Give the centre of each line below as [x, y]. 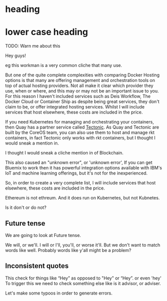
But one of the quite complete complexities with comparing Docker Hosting [82, 75]
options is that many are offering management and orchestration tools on [80, 80]
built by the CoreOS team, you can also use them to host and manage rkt [80, 132]
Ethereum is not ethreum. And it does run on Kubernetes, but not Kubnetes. [83, 198]
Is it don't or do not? [26, 207]
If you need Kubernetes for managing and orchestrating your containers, [80, 122]
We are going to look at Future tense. [43, 235]
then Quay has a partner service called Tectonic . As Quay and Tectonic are [82, 127]
